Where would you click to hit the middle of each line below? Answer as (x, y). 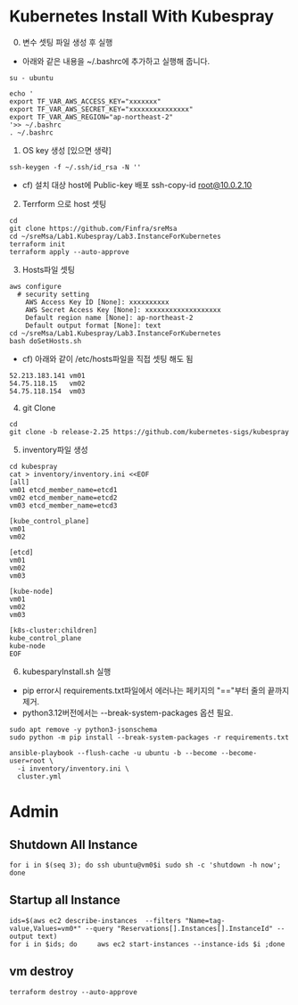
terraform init (37, 244)
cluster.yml (40, 776)
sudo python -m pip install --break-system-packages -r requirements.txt (149, 737)
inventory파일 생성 (55, 449)
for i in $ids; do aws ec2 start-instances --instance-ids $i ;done (147, 944)
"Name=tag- (205, 920)
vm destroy (41, 972)
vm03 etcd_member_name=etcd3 (63, 506)
